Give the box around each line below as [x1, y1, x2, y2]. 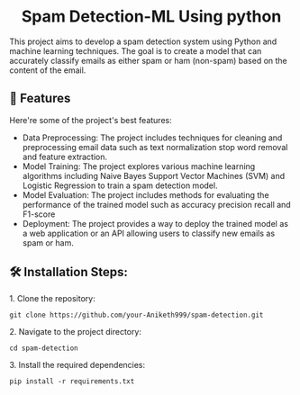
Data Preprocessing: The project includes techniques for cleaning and [22, 132, 283, 143]
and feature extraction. [22, 151, 108, 162]
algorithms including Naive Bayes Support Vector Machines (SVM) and [22, 170, 286, 181]
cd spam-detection [9, 344, 78, 353]
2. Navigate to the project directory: [9, 326, 142, 337]
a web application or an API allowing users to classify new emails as [22, 228, 276, 238]
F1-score [22, 209, 56, 220]
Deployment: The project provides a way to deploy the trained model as [22, 218, 288, 229]
